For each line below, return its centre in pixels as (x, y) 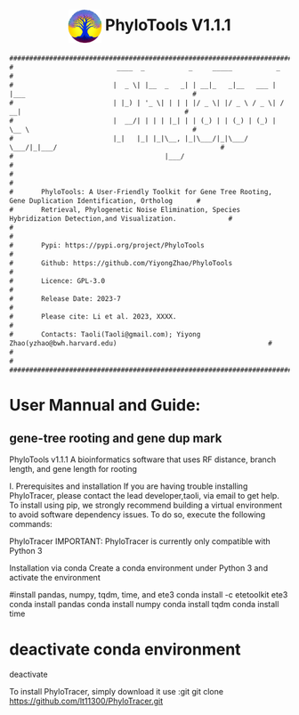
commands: (31, 524)
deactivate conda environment (125, 650)
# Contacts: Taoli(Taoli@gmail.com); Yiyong (105, 334)
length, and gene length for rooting (73, 468)
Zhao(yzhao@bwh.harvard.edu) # (141, 343)
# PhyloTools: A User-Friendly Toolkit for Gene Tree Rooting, (141, 191)
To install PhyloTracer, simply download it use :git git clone (117, 691)
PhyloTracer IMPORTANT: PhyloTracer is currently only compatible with (140, 541)
